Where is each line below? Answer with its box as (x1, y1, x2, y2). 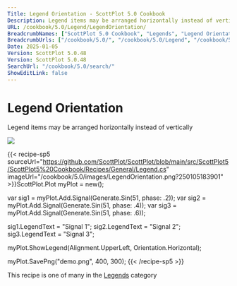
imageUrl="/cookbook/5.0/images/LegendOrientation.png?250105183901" (7, 172, 224, 181)
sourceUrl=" (7, 157, 44, 166)
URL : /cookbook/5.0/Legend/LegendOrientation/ (7, 23, 147, 30)
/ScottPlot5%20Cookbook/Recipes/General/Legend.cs (7, 165, 167, 174)
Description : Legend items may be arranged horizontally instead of (7, 17, 213, 24)
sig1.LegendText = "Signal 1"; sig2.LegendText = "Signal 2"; (7, 222, 181, 231)
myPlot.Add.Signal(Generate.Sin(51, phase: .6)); (7, 209, 146, 218)
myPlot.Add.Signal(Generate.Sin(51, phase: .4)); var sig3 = (7, 201, 178, 210)
